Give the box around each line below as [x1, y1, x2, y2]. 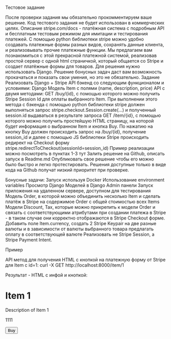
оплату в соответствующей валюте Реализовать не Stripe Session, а [5, 231, 155, 237]
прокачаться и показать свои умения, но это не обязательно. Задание [5, 74, 160, 80]
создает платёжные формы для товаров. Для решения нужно [5, 64, 140, 69]
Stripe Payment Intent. [5, 237, 53, 243]
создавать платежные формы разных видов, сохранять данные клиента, [5, 42, 164, 48]
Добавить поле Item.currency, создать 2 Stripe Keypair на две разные [5, 221, 157, 226]
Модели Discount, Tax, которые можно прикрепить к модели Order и [5, 204, 156, 210]
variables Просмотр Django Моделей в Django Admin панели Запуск [5, 182, 154, 188]
